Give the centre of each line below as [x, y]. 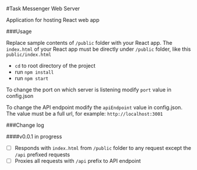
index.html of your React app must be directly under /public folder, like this [98, 49]
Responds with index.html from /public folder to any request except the [103, 148]
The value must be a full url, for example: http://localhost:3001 [85, 114]
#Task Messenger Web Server [43, 9]
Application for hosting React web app [53, 20]
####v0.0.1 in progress [34, 136]
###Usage [19, 31]
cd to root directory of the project [55, 66]
